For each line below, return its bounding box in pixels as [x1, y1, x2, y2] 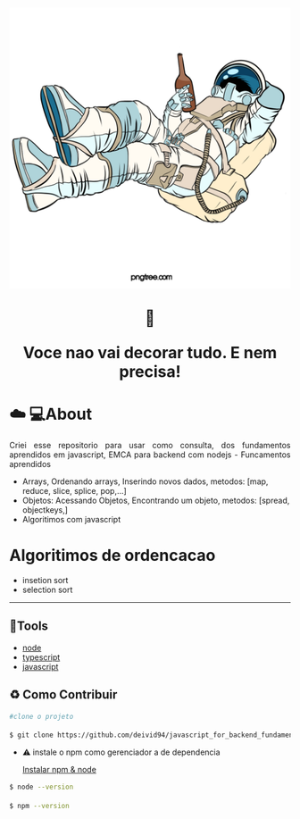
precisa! [119, 362, 181, 382]
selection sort [21, 584, 73, 596]
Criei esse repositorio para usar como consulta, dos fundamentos [9, 440, 291, 451]
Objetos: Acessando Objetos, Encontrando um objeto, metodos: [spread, [21, 495, 290, 506]
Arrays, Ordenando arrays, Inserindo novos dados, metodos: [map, [21, 476, 269, 487]
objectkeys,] [21, 505, 69, 515]
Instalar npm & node [21, 765, 96, 775]
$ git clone [9, 731, 54, 740]
